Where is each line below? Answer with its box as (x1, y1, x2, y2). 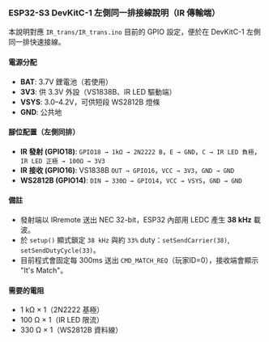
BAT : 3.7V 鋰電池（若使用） (19, 77, 113, 87)
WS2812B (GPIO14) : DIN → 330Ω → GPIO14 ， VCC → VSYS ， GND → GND (19, 175, 243, 185)
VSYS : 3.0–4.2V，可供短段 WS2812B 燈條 (19, 97, 160, 107)
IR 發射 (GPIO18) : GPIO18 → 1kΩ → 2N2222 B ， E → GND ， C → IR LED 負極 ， (19, 146, 262, 156)
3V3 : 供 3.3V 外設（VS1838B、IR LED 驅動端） (19, 87, 177, 96)
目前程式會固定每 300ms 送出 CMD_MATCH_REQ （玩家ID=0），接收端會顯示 (19, 255, 259, 264)
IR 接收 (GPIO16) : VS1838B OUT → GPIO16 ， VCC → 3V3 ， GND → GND (19, 165, 235, 175)
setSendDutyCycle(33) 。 (19, 245, 100, 255)
